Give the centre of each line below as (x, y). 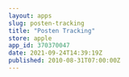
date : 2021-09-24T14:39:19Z (56, 53)
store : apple (30, 38)
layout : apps (30, 16)
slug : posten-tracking (46, 23)
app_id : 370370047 (39, 46)
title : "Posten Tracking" (52, 30)
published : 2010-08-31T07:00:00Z (64, 61)
